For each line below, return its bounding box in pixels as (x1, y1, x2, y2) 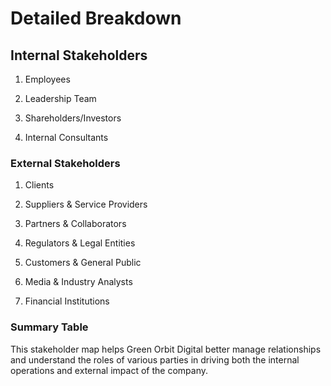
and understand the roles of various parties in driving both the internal (10, 353, 300, 366)
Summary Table (10, 320, 89, 334)
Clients (24, 179, 55, 191)
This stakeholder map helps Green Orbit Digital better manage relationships (10, 343, 322, 355)
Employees (24, 73, 71, 85)
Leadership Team (24, 93, 97, 104)
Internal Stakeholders (10, 47, 148, 64)
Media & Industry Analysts (24, 276, 133, 288)
